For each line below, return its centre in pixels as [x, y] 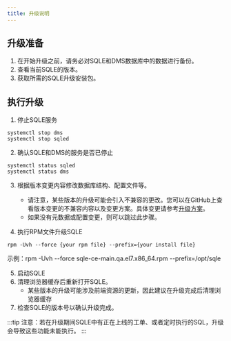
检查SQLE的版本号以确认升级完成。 [67, 308]
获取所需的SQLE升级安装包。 [58, 78]
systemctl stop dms [35, 133]
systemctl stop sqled [38, 139]
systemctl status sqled [41, 166]
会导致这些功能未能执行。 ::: [47, 331]
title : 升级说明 [28, 13]
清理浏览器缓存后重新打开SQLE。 [64, 282]
